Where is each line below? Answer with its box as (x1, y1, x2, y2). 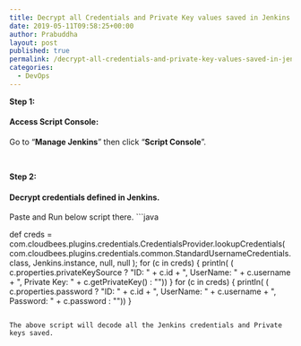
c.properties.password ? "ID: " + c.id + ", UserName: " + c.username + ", (9, 286, 277, 297)
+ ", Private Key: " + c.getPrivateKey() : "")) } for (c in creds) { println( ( (9, 277, 269, 288)
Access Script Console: (9, 117, 99, 127)
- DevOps (17, 72, 50, 81)
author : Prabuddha (9, 30, 78, 39)
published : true (9, 47, 70, 56)
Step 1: (9, 96, 36, 107)
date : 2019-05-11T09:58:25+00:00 (9, 22, 134, 30)
